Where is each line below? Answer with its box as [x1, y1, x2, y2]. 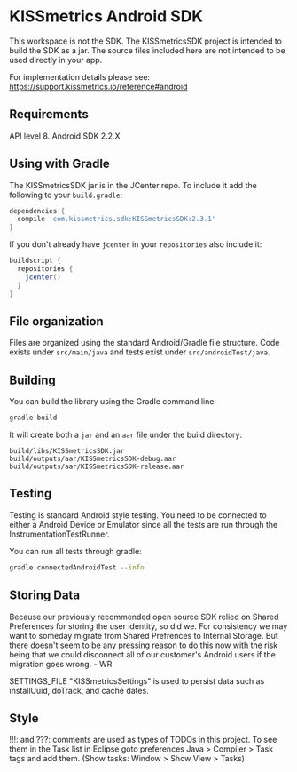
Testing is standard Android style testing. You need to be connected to [9, 509, 268, 521]
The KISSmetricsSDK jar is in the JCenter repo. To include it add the [9, 179, 257, 190]
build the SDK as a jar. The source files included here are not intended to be [9, 44, 285, 55]
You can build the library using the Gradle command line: [9, 396, 217, 407]
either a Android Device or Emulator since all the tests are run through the [9, 519, 278, 529]
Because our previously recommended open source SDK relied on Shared [9, 611, 279, 622]
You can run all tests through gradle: [9, 545, 142, 556]
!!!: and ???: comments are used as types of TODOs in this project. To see [9, 735, 277, 745]
